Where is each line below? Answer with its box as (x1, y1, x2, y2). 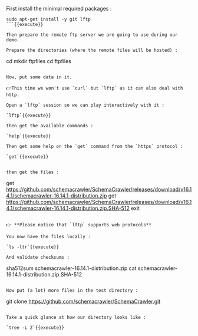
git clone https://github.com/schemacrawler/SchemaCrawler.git (6, 298, 161, 305)
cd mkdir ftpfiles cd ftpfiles (6, 58, 72, 64)
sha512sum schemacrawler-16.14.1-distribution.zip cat (6, 265, 137, 272)
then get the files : (6, 169, 60, 175)
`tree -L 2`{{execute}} (6, 325, 65, 331)
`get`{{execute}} (6, 154, 49, 160)
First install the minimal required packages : (6, 5, 112, 12)
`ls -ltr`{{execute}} (6, 244, 60, 250)
